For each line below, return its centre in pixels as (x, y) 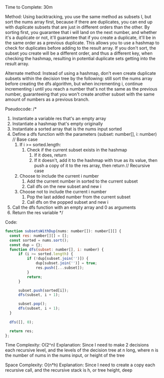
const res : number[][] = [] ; (39, 236)
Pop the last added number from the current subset (79, 197)
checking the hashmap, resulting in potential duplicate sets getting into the (80, 58)
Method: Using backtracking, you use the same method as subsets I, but (78, 16)
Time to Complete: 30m (29, 7)
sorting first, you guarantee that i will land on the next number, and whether (81, 32)
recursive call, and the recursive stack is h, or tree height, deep (69, 370)
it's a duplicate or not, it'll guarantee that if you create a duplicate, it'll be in (81, 37)
